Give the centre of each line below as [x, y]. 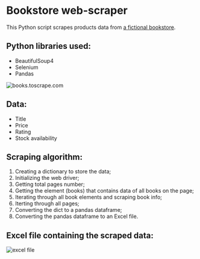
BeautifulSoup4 [34, 60]
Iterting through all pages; [47, 203]
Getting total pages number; [50, 184]
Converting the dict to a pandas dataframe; [68, 210]
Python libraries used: [49, 46]
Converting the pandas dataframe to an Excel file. [77, 216]
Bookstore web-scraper [67, 11]
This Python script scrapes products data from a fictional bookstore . [91, 27]
